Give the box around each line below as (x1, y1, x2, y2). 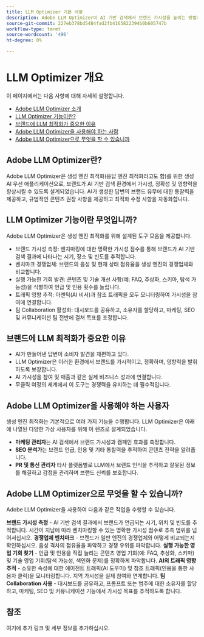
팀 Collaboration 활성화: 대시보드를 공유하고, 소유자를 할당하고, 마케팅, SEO (15, 306, 195, 313)
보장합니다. (31, 366, 58, 373)
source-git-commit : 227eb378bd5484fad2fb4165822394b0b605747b (6, 20, 167, 26)
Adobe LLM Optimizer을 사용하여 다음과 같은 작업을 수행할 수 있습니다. (6, 506, 176, 513)
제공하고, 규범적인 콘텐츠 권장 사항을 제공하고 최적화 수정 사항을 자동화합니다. (6, 195, 189, 202)
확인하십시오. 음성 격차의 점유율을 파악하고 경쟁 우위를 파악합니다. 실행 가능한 (6, 542, 189, 549)
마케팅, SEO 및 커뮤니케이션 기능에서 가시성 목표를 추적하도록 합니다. (19, 588, 182, 594)
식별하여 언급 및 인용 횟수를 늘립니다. (33, 283, 121, 290)
